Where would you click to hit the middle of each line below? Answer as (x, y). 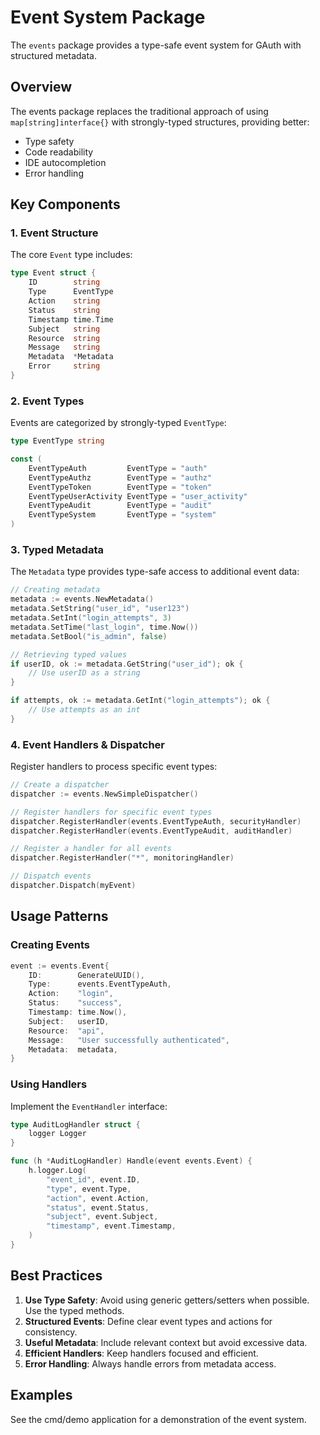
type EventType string (57, 441)
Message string (64, 347)
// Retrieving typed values (69, 654)
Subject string (64, 329)
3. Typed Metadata (57, 550)
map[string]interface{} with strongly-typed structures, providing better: (160, 122)
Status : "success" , (75, 1003)
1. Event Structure (54, 233)
